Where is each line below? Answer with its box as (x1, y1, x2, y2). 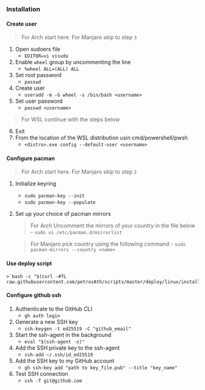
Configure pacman (6, 155, 55, 162)
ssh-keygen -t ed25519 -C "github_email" (24, 326, 131, 332)
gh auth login (24, 312, 60, 319)
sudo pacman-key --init (24, 193, 85, 199)
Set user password (15, 97, 63, 105)
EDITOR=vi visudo (24, 53, 69, 59)
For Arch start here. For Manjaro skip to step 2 (21, 168, 137, 175)
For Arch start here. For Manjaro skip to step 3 (21, 34, 137, 41)
